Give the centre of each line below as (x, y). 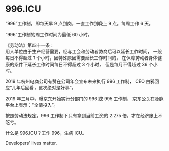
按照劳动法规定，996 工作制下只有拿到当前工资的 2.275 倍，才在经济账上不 (84, 115)
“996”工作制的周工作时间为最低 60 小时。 (49, 34)
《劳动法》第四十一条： (30, 45)
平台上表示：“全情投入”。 (32, 105)
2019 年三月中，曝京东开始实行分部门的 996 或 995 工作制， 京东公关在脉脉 (84, 98)
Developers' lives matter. (31, 143)
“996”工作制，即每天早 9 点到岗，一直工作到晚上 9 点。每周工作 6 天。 (79, 23)
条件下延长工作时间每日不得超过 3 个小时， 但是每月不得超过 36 (81, 64)
